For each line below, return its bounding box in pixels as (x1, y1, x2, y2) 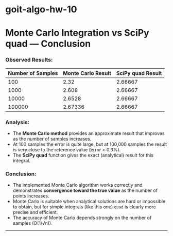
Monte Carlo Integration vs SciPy (5, 27, 149, 39)
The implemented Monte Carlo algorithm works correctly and (12, 182, 143, 188)
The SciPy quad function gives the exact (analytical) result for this (12, 152, 153, 158)
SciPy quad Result (116, 69, 162, 76)
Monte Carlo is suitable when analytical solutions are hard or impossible (12, 199, 166, 205)
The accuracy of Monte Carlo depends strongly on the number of (12, 214, 152, 221)
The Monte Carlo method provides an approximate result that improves (12, 130, 165, 136)
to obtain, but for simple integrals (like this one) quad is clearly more (12, 204, 156, 210)
